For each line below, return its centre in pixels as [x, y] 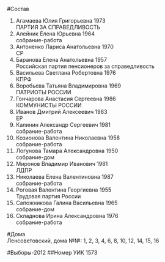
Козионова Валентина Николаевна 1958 [68, 138]
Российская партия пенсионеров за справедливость [85, 66]
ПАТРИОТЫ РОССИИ [44, 92]
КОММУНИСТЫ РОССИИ [49, 105]
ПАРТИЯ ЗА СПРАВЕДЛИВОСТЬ [58, 27]
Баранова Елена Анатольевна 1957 [61, 60]
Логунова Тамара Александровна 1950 [67, 151]
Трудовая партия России [48, 196]
